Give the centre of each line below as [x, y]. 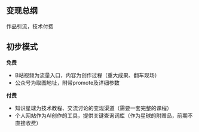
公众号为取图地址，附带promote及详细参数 [67, 82]
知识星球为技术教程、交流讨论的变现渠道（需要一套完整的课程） [93, 108]
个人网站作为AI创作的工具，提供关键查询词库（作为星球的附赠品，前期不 [104, 115]
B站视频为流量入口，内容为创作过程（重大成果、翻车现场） [87, 75]
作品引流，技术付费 [30, 26]
